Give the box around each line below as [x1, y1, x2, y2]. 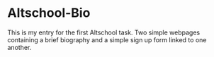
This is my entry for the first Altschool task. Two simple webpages [7, 28, 201, 37]
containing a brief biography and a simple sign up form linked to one [7, 35, 207, 44]
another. [7, 43, 32, 51]
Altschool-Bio [7, 5, 91, 21]
